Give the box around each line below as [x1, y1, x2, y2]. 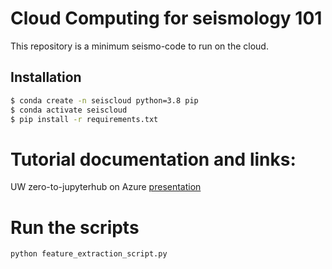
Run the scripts [10, 216, 140, 239]
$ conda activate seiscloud [10, 105, 128, 115]
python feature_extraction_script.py [10, 249, 168, 259]
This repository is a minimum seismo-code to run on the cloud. [10, 40, 269, 52]
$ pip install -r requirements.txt [10, 114, 159, 124]
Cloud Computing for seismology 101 [10, 7, 323, 30]
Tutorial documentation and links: [10, 148, 297, 171]
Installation [10, 69, 82, 86]
